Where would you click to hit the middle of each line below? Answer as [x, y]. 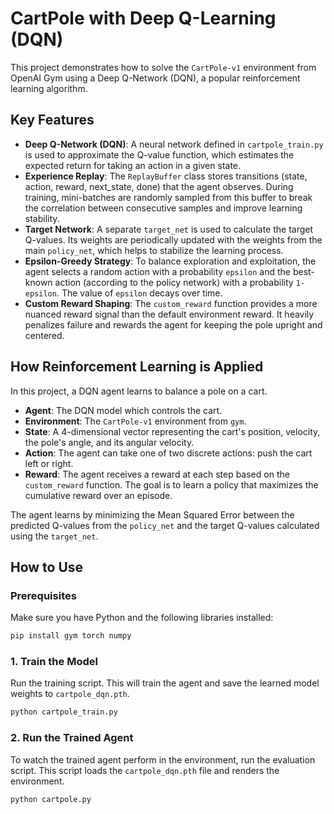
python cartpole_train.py [64, 712]
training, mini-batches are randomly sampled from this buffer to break [168, 197]
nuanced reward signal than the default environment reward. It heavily [169, 314]
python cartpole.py [51, 799]
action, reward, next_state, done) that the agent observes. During [159, 186]
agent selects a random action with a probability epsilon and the [158, 271]
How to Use [47, 567]
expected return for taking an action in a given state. [133, 165]
